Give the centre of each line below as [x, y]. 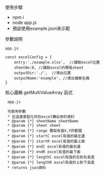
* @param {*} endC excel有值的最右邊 [44, 147]
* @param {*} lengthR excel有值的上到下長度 [51, 163]
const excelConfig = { [28, 57]
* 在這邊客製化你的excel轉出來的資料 [41, 117]
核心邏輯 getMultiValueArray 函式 [39, 92]
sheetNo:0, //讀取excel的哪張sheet [49, 68]
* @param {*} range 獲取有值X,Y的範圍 [45, 131]
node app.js [24, 22]
